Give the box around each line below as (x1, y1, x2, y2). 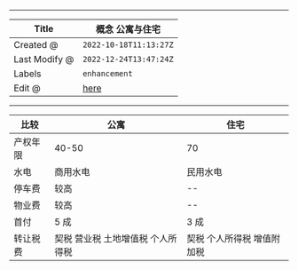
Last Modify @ (13, 53, 74, 65)
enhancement (82, 68, 133, 78)
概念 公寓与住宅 (96, 23, 161, 36)
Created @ (13, 39, 59, 51)
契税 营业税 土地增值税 (54, 233, 149, 244)
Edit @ (13, 82, 42, 94)
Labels (13, 67, 42, 80)
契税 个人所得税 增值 (185, 233, 272, 244)
